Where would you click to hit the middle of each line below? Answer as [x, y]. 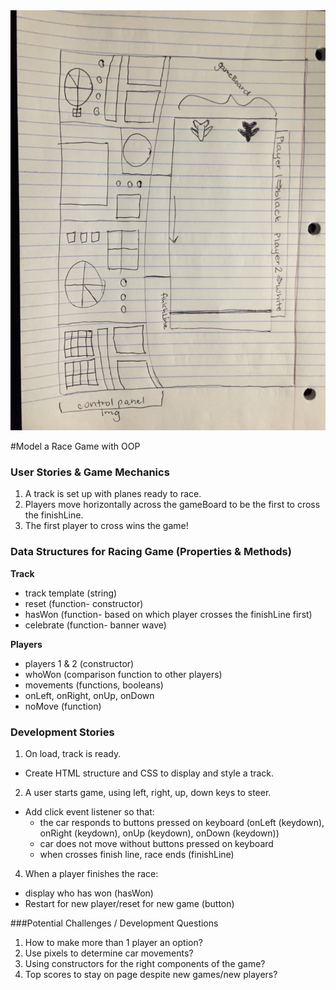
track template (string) [71, 593]
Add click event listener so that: [89, 811]
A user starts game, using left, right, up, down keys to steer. [148, 792]
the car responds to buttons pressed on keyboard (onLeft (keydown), [182, 822]
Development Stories [62, 732]
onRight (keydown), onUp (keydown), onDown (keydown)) [159, 833]
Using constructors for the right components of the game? [145, 963]
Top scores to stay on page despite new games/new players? [151, 974]
